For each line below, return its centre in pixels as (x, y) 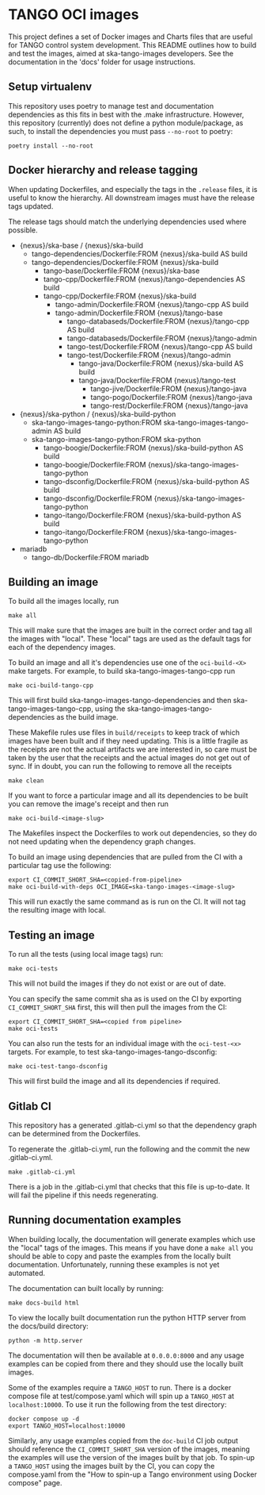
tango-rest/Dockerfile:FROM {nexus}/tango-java (169, 405)
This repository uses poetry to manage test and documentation (111, 106)
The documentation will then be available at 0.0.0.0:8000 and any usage (126, 1355)
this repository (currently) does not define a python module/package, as (126, 123)
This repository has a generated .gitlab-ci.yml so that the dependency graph (132, 1125)
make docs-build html (44, 1303)
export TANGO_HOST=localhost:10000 (67, 1426)
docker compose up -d (44, 1419)
